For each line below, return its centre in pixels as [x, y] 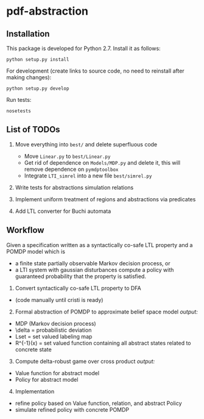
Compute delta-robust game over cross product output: [85, 361]
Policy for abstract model [47, 379]
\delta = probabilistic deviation [53, 330]
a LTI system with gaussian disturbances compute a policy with [94, 270]
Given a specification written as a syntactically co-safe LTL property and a [100, 245]
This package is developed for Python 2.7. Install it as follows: [83, 48]
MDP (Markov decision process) [55, 323]
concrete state [33, 349]
